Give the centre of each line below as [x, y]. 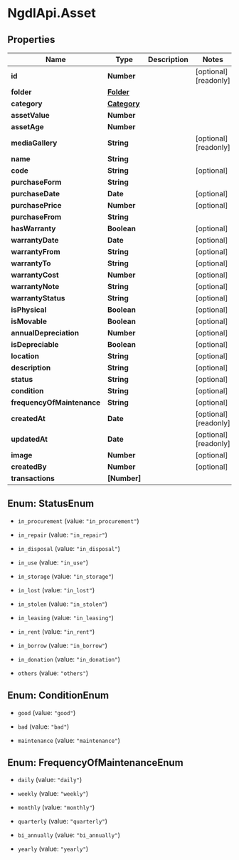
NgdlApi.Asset [52, 13]
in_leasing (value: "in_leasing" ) [65, 617]
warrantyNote [35, 287]
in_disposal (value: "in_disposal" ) [69, 548]
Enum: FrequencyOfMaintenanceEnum [95, 763]
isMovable [29, 321]
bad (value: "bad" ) [43, 727]
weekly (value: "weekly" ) [53, 794]
